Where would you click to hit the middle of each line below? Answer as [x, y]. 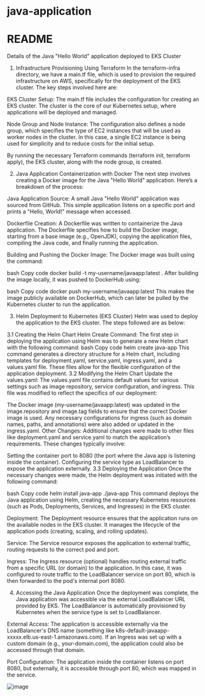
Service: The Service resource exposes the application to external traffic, [99, 543]
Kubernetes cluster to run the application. [59, 304]
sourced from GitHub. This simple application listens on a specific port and [101, 205]
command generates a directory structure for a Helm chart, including [94, 354]
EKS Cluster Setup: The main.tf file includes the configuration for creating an [103, 100]
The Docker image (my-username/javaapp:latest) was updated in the [93, 405]
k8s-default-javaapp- [142, 631]
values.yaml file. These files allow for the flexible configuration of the [94, 367]
